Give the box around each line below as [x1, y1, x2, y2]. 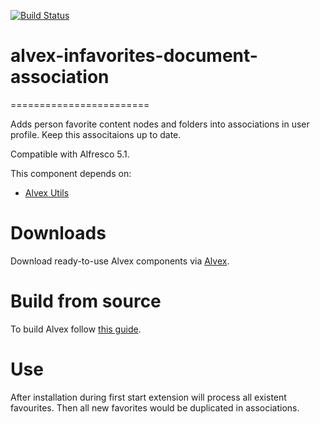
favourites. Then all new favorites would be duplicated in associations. [10, 401, 300, 414]
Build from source [10, 290, 162, 313]
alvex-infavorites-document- [10, 45, 258, 67]
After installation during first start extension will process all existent [10, 391, 287, 403]
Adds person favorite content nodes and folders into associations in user [10, 118, 310, 130]
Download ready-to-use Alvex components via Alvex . [10, 255, 230, 267]
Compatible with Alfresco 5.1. [10, 148, 130, 160]
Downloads [10, 222, 107, 245]
